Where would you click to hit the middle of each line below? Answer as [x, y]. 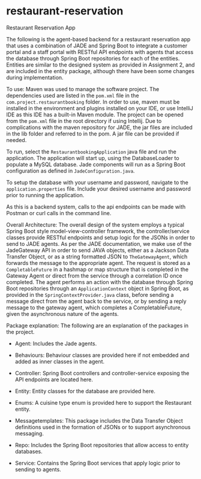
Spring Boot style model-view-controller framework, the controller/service [98, 231]
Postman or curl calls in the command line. [59, 213]
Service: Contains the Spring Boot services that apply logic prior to [97, 463]
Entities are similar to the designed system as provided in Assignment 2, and [100, 65]
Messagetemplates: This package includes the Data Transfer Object [99, 420]
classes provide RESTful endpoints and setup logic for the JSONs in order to [100, 237]
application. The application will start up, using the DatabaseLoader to [93, 158]
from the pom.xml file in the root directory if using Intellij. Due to [84, 120]
